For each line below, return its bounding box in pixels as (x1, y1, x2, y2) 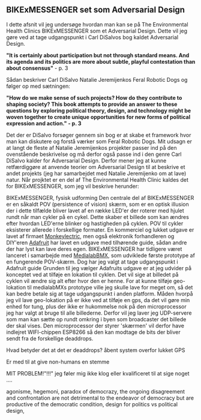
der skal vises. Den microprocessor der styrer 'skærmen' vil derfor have (6, 322, 185, 329)
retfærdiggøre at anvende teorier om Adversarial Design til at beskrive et (6, 163, 185, 170)
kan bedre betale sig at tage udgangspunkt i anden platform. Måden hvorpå (6, 290, 193, 297)
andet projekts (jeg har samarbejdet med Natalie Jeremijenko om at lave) (6, 170, 187, 177)
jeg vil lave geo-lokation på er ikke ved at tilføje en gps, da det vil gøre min (6, 296, 190, 303)
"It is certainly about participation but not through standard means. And (6, 51, 190, 59)
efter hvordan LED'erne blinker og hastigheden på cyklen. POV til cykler (6, 220, 184, 227)
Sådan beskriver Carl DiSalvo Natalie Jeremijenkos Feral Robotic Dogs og (6, 76, 188, 83)
